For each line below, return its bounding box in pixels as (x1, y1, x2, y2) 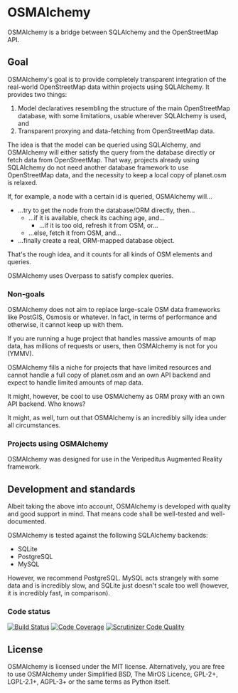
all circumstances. (7, 421, 61, 429)
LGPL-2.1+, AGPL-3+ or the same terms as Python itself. (7, 677, 171, 686)
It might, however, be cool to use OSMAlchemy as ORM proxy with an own (7, 392, 225, 401)
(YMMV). (7, 350, 34, 358)
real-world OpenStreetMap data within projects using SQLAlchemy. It (7, 83, 210, 91)
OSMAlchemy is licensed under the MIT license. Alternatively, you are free (7, 662, 225, 671)
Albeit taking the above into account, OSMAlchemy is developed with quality (7, 502, 231, 511)
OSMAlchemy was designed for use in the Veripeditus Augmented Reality (7, 455, 222, 464)
